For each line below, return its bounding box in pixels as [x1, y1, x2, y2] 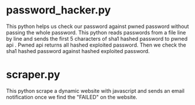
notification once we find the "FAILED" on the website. [6, 93, 137, 100]
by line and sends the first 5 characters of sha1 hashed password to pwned [6, 35, 188, 42]
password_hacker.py [6, 3, 111, 17]
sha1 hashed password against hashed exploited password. [6, 47, 150, 54]
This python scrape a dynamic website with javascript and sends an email [6, 87, 185, 94]
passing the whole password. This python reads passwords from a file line [6, 29, 186, 36]
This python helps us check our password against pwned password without [6, 23, 189, 30]
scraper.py [6, 68, 60, 82]
